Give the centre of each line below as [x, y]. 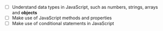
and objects [25, 13]
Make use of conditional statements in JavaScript [63, 24]
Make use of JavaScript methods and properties [62, 18]
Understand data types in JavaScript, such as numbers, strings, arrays [85, 7]
